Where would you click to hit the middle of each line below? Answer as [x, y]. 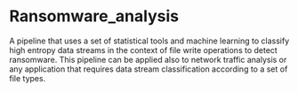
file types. [28, 78]
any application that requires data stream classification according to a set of [149, 69]
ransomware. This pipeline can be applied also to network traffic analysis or [148, 59]
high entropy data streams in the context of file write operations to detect [143, 50]
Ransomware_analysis [94, 16]
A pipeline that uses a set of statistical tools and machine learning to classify [149, 41]
